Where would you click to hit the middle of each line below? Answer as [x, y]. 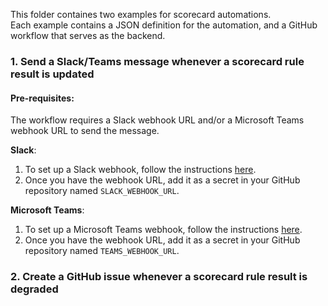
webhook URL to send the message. [85, 131]
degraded [34, 289]
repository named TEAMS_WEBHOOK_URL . [102, 251]
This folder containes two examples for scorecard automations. [141, 14]
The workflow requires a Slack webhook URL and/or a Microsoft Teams [157, 120]
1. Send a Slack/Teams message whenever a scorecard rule [157, 61]
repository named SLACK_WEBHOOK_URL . [102, 191]
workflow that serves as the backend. [88, 35]
